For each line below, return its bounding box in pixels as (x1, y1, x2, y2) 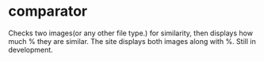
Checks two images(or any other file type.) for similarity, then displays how (8, 28, 254, 38)
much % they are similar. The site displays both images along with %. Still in (8, 36, 256, 46)
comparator (8, 2, 88, 20)
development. (8, 45, 53, 54)
